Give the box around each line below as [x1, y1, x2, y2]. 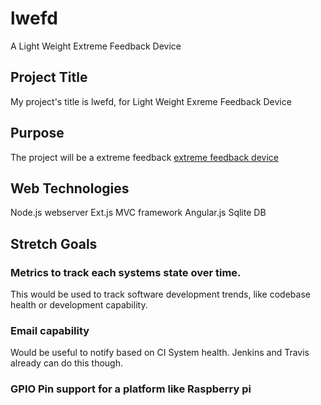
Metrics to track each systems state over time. [10, 265, 242, 279]
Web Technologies [10, 180, 130, 197]
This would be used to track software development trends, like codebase [10, 288, 311, 301]
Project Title [10, 69, 88, 86]
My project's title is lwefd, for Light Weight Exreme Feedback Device [10, 95, 292, 107]
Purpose [10, 125, 65, 142]
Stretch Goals [10, 235, 98, 252]
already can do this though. [10, 357, 124, 369]
